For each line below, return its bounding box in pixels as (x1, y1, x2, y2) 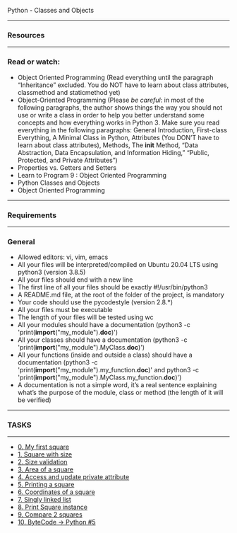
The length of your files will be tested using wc (17, 313, 154, 321)
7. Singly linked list (17, 495, 72, 504)
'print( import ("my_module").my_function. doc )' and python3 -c (17, 366, 200, 374)
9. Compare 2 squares (17, 510, 83, 519)
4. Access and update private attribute (17, 473, 130, 481)
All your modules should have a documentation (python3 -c (17, 321, 190, 329)
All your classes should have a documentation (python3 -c (17, 336, 188, 344)
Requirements (7, 210, 57, 220)
